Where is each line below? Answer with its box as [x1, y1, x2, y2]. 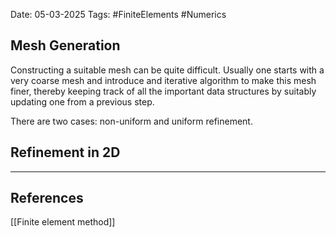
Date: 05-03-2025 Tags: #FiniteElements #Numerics [10, 9, 227, 20]
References [10, 190, 84, 207]
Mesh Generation [10, 37, 121, 54]
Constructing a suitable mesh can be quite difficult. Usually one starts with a [10, 64, 325, 76]
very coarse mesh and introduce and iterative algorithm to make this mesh [10, 74, 317, 86]
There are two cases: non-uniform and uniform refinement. [10, 115, 253, 127]
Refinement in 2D [10, 144, 121, 161]
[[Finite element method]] [10, 216, 116, 228]
